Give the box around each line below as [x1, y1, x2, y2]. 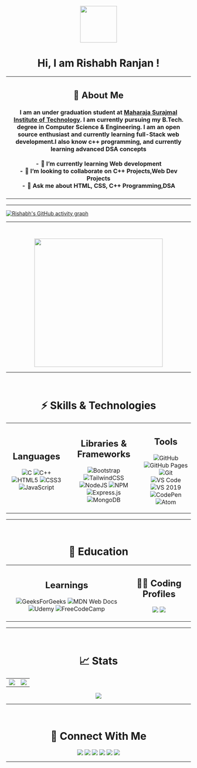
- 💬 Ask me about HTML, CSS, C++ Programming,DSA [21, 181, 176, 190]
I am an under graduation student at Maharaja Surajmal [19, 108, 178, 116]
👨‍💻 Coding [137, 578, 182, 590]
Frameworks [77, 449, 131, 460]
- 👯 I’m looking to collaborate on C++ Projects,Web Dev [19, 167, 178, 175]
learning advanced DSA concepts [50, 144, 147, 153]
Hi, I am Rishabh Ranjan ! [37, 56, 160, 70]
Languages [12, 450, 60, 462]
